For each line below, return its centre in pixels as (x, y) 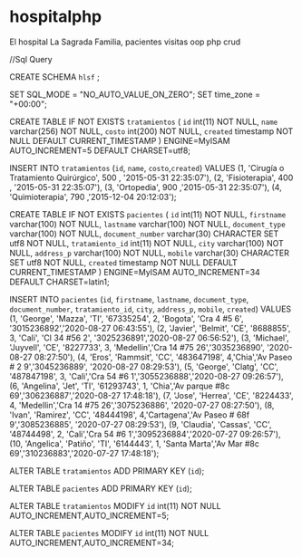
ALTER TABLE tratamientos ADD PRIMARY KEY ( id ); (107, 471)
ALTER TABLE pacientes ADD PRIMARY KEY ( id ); (101, 488)
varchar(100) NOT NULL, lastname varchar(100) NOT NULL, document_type (147, 224)
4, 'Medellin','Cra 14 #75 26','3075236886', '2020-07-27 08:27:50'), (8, (142, 405)
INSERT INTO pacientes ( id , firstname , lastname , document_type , (129, 299)
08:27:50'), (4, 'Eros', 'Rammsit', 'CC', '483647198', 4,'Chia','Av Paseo (163, 357)
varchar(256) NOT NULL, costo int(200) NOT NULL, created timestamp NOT (151, 131)
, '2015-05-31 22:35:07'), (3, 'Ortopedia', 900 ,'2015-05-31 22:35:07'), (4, (146, 187)
